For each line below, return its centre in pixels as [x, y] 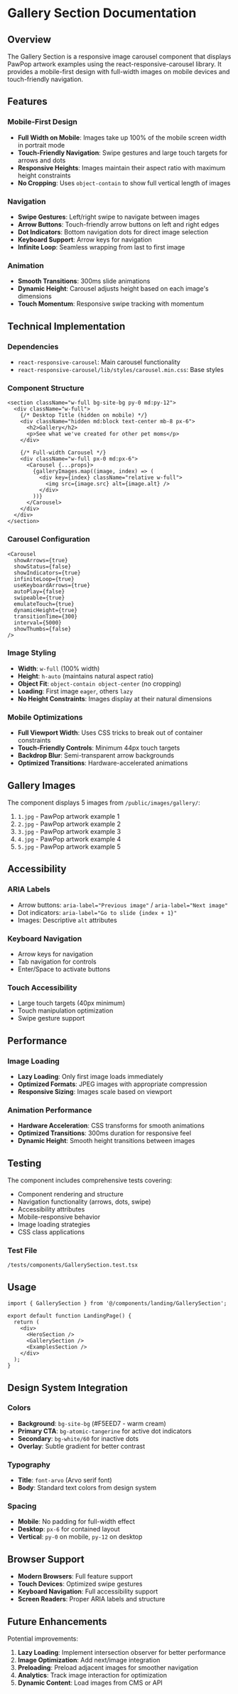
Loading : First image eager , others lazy [75, 691]
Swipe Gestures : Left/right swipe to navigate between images [109, 217]
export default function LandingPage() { [70, 1316]
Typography [29, 1465]
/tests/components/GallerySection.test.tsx [73, 1265]
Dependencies [33, 346]
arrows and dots [42, 160]
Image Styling [32, 653]
